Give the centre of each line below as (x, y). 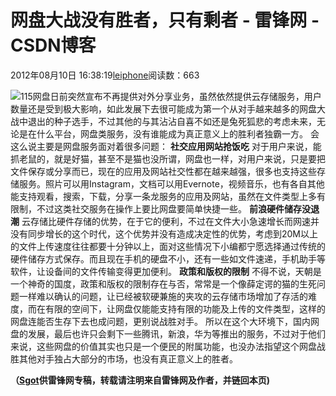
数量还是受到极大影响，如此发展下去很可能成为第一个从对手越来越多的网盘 (163, 108)
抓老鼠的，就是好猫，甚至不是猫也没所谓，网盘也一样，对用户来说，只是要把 (168, 158)
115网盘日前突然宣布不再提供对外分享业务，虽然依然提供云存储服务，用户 (171, 96)
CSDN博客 (53, 45)
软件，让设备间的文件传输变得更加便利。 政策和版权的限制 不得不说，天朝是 (166, 271)
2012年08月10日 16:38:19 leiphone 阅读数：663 (105, 75)
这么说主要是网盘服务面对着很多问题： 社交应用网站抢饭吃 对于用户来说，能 (166, 146)
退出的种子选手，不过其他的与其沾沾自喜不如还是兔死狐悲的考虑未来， (172, 121)
